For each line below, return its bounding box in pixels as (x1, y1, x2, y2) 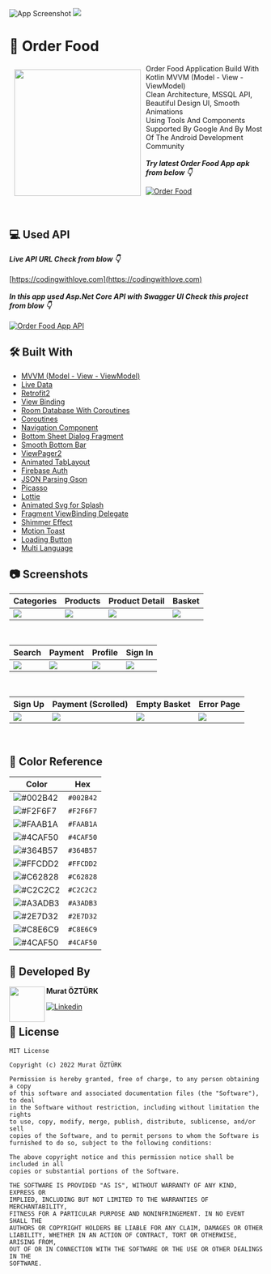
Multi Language (20, 543, 74, 552)
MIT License (9, 1046, 49, 1055)
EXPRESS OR (9, 1188, 46, 1196)
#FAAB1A (68, 820, 98, 829)
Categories (13, 595, 57, 607)
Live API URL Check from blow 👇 (9, 254, 121, 263)
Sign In (125, 647, 154, 658)
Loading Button (20, 535, 72, 544)
